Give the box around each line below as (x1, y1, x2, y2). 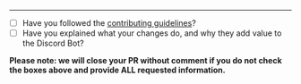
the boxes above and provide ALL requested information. (9, 64, 226, 76)
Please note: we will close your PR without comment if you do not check (9, 55, 282, 66)
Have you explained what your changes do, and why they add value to (21, 28, 282, 38)
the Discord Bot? (21, 38, 84, 49)
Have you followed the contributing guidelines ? (21, 18, 197, 28)
